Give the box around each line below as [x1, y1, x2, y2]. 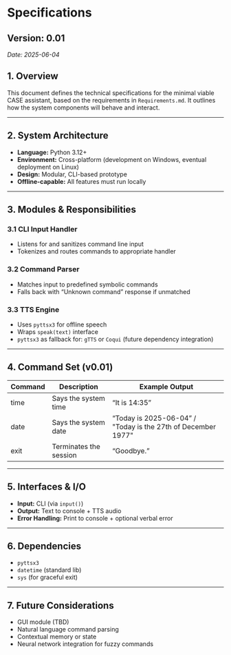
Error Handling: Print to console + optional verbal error [16, 514, 173, 522]
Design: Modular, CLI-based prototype [16, 170, 127, 178]
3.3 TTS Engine [7, 304, 60, 314]
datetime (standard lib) [16, 566, 82, 574]
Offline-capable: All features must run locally [16, 177, 146, 185]
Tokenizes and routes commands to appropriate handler [16, 247, 177, 256]
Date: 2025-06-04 [7, 50, 60, 59]
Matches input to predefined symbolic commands [16, 280, 158, 289]
